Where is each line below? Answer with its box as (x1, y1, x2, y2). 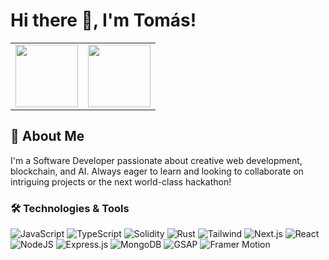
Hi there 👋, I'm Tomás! (10, 9, 197, 32)
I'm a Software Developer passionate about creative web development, (10, 154, 303, 166)
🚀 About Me (10, 128, 85, 145)
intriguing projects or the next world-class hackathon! (10, 175, 232, 188)
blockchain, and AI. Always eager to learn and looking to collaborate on (10, 165, 304, 177)
